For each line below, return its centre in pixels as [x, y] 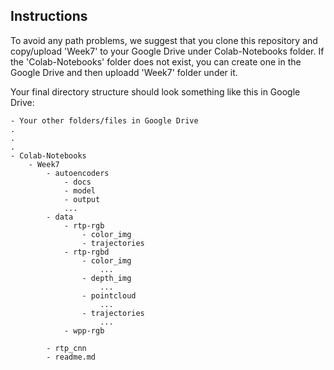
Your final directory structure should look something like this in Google [155, 91]
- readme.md [71, 357]
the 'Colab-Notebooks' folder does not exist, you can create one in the [156, 61]
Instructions [49, 16]
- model [80, 190]
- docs [77, 182]
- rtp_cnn [66, 348]
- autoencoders [78, 173]
